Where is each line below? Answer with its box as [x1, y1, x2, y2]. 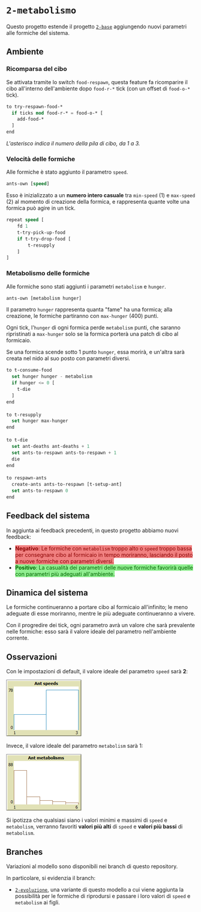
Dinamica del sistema [6, 588, 88, 598]
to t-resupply [6, 412, 42, 418]
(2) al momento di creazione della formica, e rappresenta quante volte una [6, 198, 190, 206]
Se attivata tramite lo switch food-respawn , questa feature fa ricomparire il [6, 78, 188, 85]
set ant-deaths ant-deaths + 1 [11, 443, 90, 449]
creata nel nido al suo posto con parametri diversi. [6, 355, 131, 362]
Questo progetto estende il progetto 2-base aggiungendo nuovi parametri [6, 23, 187, 30]
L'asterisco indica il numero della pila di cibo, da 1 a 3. [6, 140, 140, 147]
